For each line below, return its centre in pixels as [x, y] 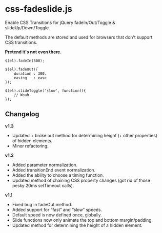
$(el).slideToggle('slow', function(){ [46, 91]
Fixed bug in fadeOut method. [42, 204]
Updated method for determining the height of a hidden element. [77, 225]
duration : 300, [30, 74]
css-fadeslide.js [39, 9]
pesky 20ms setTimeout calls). [43, 185]
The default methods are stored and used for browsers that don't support [79, 37]
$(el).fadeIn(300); [25, 61]
